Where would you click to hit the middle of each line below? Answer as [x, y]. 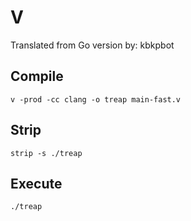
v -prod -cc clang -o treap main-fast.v [96, 99]
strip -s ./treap [46, 153]
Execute [36, 183]
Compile [37, 76]
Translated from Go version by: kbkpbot [92, 45]
